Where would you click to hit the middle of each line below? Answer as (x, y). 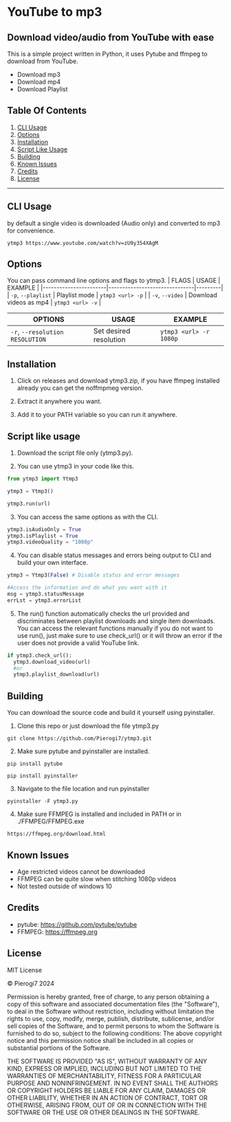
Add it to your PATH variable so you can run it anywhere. (97, 415)
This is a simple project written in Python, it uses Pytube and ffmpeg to (107, 54)
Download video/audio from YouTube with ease (111, 37)
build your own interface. (52, 563)
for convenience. (31, 230)
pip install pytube (35, 764)
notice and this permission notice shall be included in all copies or (100, 1040)
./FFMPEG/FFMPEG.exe (51, 821)
